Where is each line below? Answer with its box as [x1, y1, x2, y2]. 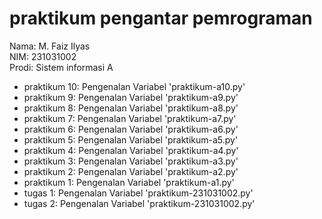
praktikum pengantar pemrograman [9, 7, 313, 30]
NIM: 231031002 [9, 50, 77, 62]
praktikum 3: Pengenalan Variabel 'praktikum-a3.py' [23, 155, 239, 167]
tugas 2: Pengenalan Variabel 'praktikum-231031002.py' [23, 197, 256, 209]
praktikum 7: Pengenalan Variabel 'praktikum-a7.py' [23, 112, 237, 124]
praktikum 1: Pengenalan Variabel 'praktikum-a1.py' [23, 176, 235, 188]
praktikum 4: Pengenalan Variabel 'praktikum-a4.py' [23, 144, 239, 156]
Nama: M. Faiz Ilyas [9, 40, 91, 52]
